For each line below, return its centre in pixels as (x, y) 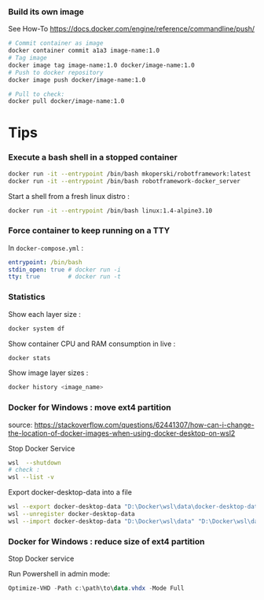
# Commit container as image (56, 43)
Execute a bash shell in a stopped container (93, 157)
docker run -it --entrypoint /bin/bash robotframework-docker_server (125, 181)
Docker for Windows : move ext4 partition (90, 407)
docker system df (37, 329)
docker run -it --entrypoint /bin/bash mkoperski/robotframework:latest (130, 174)
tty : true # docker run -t (65, 277)
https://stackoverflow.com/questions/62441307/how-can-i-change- (144, 425)
